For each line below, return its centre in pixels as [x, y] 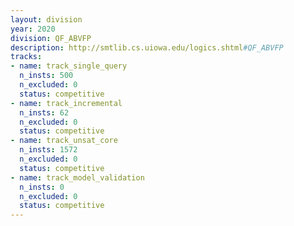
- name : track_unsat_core [64, 141]
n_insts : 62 [44, 112]
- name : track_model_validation [77, 177]
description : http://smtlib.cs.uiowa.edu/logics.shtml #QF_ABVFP [147, 47]
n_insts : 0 [42, 187]
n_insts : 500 [46, 76]
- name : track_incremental [66, 103]
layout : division [46, 19]
